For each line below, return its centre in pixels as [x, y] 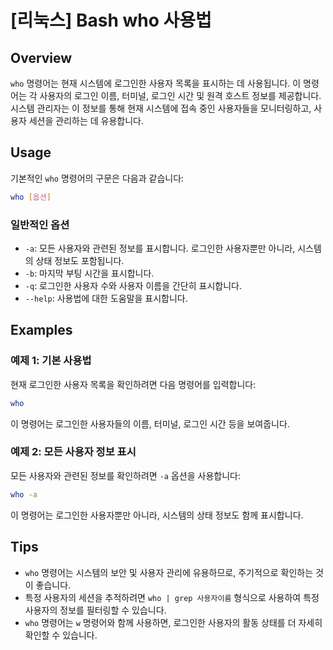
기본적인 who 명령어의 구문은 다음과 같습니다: [97, 178]
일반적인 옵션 [40, 224]
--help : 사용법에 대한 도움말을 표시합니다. [106, 298]
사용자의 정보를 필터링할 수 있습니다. [95, 610]
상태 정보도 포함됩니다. [80, 260]
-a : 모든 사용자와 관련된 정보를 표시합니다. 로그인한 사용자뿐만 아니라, [160, 248]
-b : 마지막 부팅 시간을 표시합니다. [89, 273]
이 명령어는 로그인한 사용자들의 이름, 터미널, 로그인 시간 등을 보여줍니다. [150, 423]
